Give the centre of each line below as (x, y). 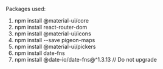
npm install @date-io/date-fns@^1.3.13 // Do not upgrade (86, 60)
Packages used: (26, 9)
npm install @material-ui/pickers (55, 46)
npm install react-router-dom (51, 27)
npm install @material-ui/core (52, 20)
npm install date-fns (40, 53)
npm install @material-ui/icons (53, 34)
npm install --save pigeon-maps (55, 40)
